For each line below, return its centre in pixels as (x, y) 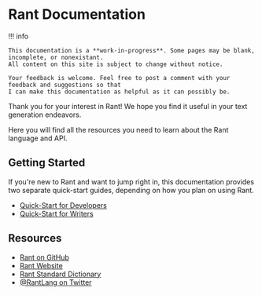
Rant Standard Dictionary (60, 274)
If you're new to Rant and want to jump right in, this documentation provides (131, 181)
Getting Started (47, 163)
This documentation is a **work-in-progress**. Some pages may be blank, (132, 50)
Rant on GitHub (44, 257)
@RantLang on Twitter (55, 282)
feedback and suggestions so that (65, 85)
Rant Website (41, 265)
